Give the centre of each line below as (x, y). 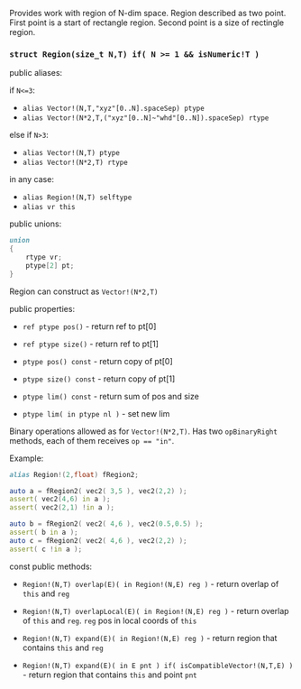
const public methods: (51, 566)
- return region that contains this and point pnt (109, 675)
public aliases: (36, 73)
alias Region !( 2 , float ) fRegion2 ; (74, 474)
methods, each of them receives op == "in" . (92, 440)
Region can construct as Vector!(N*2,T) (84, 291)
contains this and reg (63, 648)
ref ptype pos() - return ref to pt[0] (89, 326)
